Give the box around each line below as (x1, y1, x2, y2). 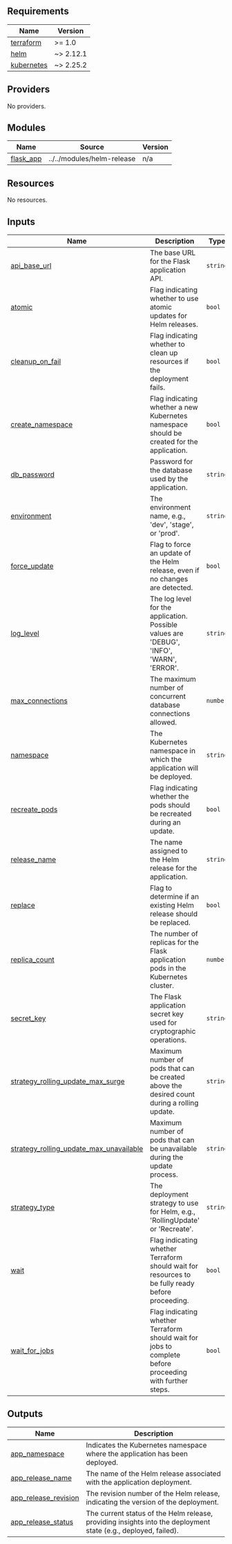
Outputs (7, 1408, 43, 1420)
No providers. (7, 102, 46, 110)
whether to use (149, 293, 199, 303)
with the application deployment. (86, 1477, 192, 1487)
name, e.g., (149, 511, 186, 521)
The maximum (149, 675, 197, 684)
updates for (149, 311, 188, 320)
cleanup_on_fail (10, 357, 61, 367)
